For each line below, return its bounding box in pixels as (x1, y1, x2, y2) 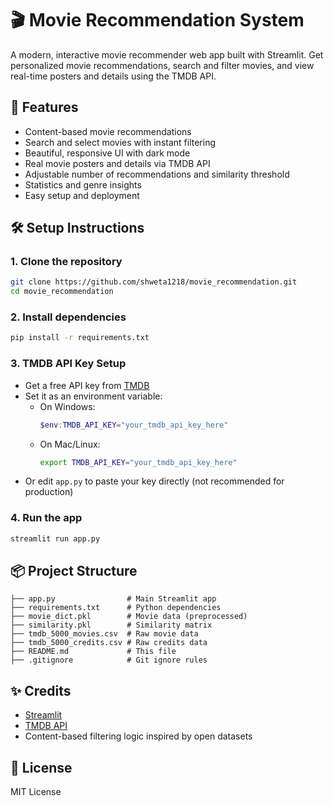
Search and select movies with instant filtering (24, 136, 217, 148)
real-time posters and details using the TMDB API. (10, 70, 217, 82)
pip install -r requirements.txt (10, 333, 150, 343)
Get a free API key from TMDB (24, 379, 150, 391)
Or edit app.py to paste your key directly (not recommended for (24, 475, 285, 487)
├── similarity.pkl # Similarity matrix (10, 620, 213, 631)
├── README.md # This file (10, 647, 177, 657)
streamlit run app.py (10, 533, 101, 544)
